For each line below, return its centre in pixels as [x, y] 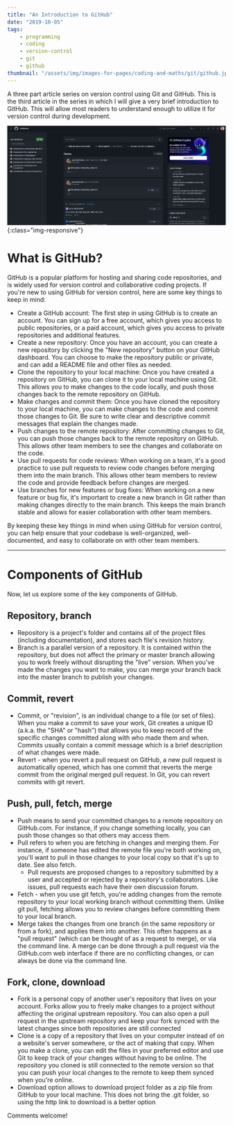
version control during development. [59, 116]
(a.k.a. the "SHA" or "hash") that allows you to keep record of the [110, 730]
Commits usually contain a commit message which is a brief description [120, 745]
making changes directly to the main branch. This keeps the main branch [121, 505]
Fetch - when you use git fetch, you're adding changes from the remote [119, 894]
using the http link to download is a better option [86, 1102]
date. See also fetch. [46, 865]
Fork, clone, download [56, 982]
